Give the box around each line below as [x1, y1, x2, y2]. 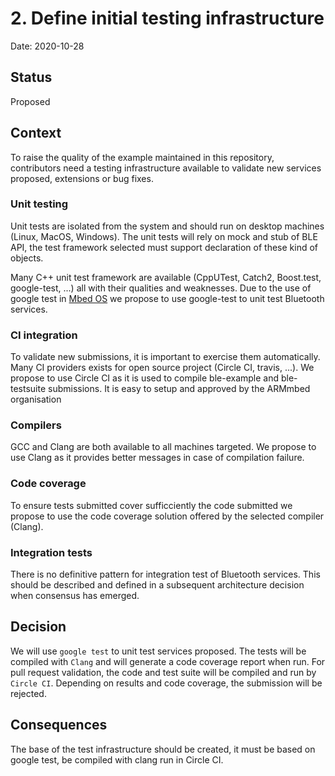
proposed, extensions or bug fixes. [10, 172, 154, 184]
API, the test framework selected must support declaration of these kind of [10, 241, 319, 253]
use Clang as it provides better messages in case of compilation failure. [10, 452, 305, 464]
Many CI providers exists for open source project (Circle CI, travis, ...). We [10, 362, 315, 374]
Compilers [10, 418, 62, 432]
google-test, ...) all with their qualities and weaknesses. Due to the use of [10, 282, 312, 294]
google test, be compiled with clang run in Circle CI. [10, 753, 224, 766]
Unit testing [10, 197, 69, 211]
